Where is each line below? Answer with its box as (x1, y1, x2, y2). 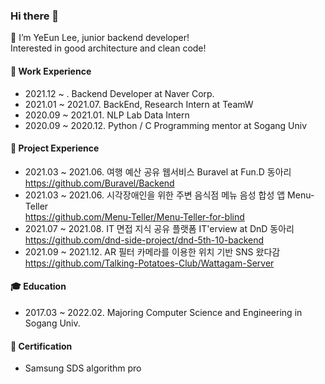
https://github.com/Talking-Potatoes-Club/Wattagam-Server (24, 257, 275, 269)
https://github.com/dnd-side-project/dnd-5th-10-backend (24, 234, 265, 246)
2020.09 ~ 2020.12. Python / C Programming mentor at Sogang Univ (24, 119, 308, 131)
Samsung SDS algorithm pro (24, 362, 142, 374)
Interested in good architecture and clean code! (10, 42, 207, 54)
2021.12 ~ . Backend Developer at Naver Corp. (24, 87, 215, 99)
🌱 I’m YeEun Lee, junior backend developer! (10, 32, 190, 44)
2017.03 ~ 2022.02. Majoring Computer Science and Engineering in (24, 306, 303, 318)
